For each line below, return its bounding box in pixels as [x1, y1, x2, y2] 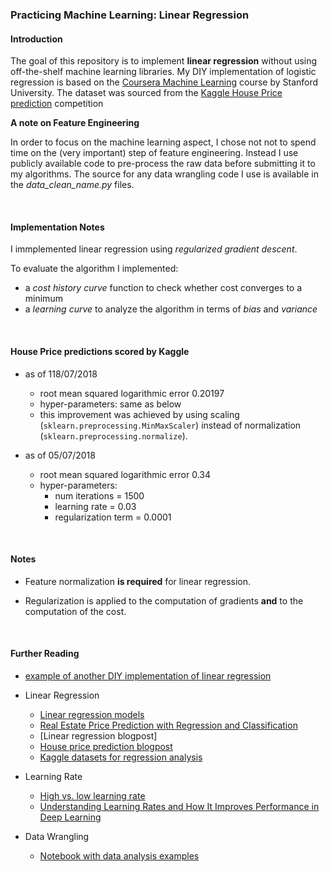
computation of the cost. [24, 605, 127, 617]
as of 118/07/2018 [24, 368, 98, 380]
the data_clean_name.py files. [10, 179, 135, 191]
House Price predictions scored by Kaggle [10, 345, 190, 357]
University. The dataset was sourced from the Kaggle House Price [10, 87, 283, 99]
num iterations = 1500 [54, 489, 145, 502]
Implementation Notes [10, 221, 105, 233]
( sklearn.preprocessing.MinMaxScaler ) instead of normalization [39, 419, 302, 431]
